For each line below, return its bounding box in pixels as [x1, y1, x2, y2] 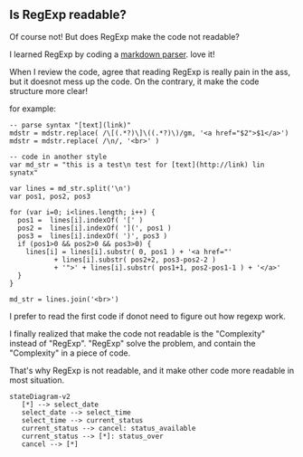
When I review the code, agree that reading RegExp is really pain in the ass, [9, 66, 291, 77]
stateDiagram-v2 [9, 392, 71, 401]
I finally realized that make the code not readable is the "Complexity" [9, 328, 266, 338]
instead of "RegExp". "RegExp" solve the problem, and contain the [9, 338, 256, 348]
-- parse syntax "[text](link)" [9, 120, 131, 129]
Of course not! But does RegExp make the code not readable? [9, 31, 240, 42]
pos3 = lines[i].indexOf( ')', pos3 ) [17, 231, 168, 241]
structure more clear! [9, 85, 89, 96]
